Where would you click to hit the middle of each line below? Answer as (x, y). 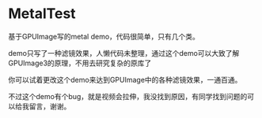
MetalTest (42, 14)
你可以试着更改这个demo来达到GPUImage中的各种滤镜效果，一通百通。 (125, 79)
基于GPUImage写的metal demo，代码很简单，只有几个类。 (104, 36)
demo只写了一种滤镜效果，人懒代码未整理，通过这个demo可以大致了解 (124, 53)
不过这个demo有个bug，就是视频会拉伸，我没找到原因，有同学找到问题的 (128, 96)
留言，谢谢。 (50, 106)
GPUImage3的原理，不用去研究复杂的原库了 (80, 63)
